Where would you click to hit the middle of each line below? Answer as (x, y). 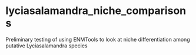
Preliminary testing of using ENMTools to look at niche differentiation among (98, 39)
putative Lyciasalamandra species (46, 46)
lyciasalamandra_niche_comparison (96, 11)
